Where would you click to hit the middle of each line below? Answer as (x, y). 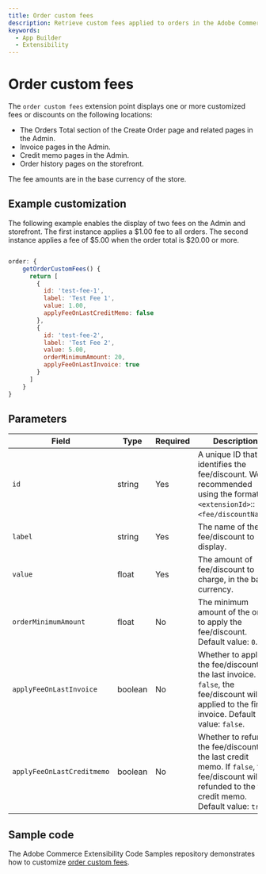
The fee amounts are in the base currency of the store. (97, 179)
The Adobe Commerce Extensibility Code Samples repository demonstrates (132, 854)
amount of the (224, 612)
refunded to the (226, 787)
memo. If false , (226, 767)
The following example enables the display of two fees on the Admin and (127, 223)
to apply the (220, 622)
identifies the (222, 465)
